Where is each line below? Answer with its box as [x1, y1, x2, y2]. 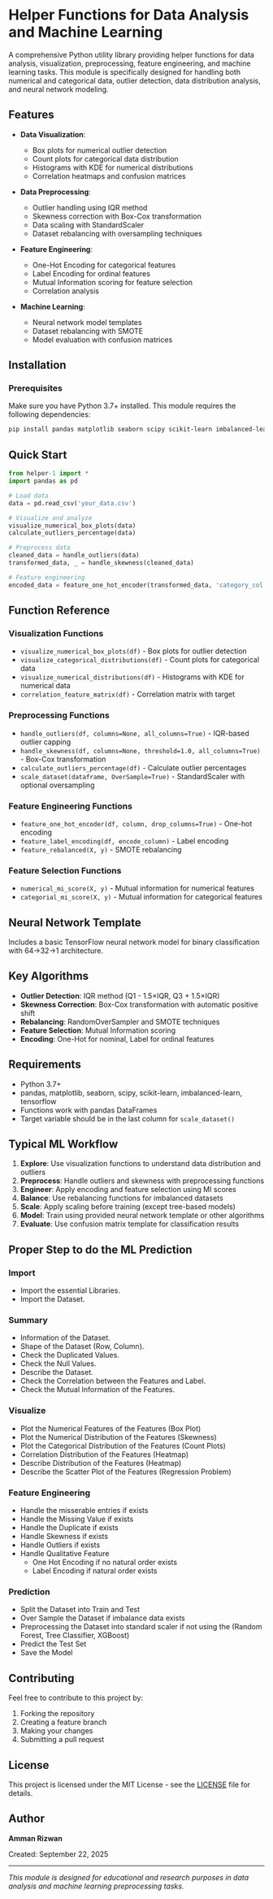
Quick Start [8, 448, 67, 462]
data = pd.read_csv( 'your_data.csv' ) [8, 499, 136, 507]
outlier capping [19, 737, 71, 747]
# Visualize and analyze [8, 514, 93, 522]
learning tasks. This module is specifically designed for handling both [8, 67, 241, 76]
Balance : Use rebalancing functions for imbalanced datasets [19, 1193, 223, 1203]
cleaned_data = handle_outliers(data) [8, 551, 140, 560]
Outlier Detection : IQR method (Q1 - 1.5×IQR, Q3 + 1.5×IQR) [19, 991, 220, 1000]
